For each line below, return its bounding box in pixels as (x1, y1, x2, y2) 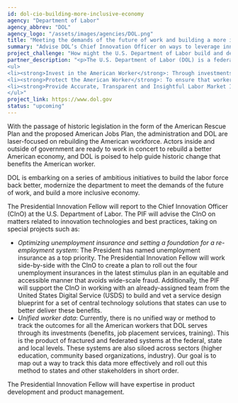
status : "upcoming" (7, 103, 65, 110)
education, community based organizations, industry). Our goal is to (17, 351, 217, 360)
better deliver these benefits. (17, 306, 103, 314)
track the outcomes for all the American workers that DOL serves (17, 321, 208, 329)
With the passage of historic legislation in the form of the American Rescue (7, 122, 227, 130)
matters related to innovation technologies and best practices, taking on (7, 217, 217, 225)
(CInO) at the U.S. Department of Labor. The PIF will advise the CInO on (7, 210, 216, 218)
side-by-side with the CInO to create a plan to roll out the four (17, 261, 198, 269)
